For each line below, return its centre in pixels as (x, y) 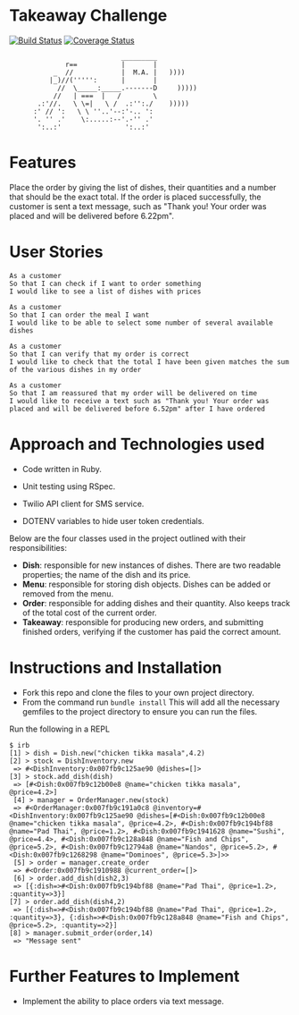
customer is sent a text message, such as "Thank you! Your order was (138, 206)
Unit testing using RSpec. (69, 486)
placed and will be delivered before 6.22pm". (91, 216)
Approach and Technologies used (137, 444)
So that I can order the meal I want (79, 315)
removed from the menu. (68, 593)
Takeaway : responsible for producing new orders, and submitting (143, 622)
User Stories (56, 252)
